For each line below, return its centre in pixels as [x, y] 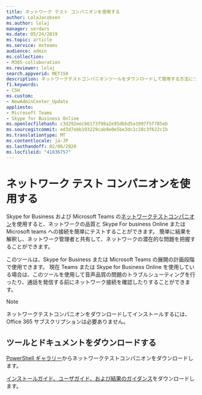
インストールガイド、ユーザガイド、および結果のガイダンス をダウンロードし [101, 379]
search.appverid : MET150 [37, 74]
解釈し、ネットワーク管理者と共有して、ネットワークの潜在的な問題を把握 [98, 239]
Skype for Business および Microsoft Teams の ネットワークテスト [87, 216]
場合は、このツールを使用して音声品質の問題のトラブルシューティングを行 [103, 274]
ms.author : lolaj [28, 23]
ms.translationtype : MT [36, 135]
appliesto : [20, 107]
